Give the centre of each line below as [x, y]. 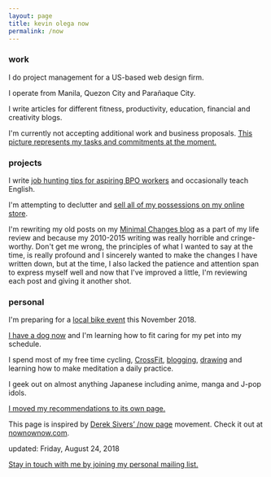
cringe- [243, 237]
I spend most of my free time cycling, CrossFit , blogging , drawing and [125, 360]
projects [25, 163]
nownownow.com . [39, 433]
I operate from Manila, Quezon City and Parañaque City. [102, 93]
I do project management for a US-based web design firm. [107, 77]
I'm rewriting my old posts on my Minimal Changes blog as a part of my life [134, 229]
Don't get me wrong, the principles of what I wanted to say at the [144, 246]
